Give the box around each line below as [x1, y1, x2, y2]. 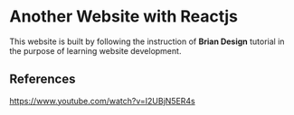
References [9, 72, 76, 87]
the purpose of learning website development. [9, 45, 182, 56]
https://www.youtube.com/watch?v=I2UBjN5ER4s [9, 95, 196, 106]
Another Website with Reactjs [9, 6, 238, 27]
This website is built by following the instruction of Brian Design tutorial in [9, 36, 285, 47]
